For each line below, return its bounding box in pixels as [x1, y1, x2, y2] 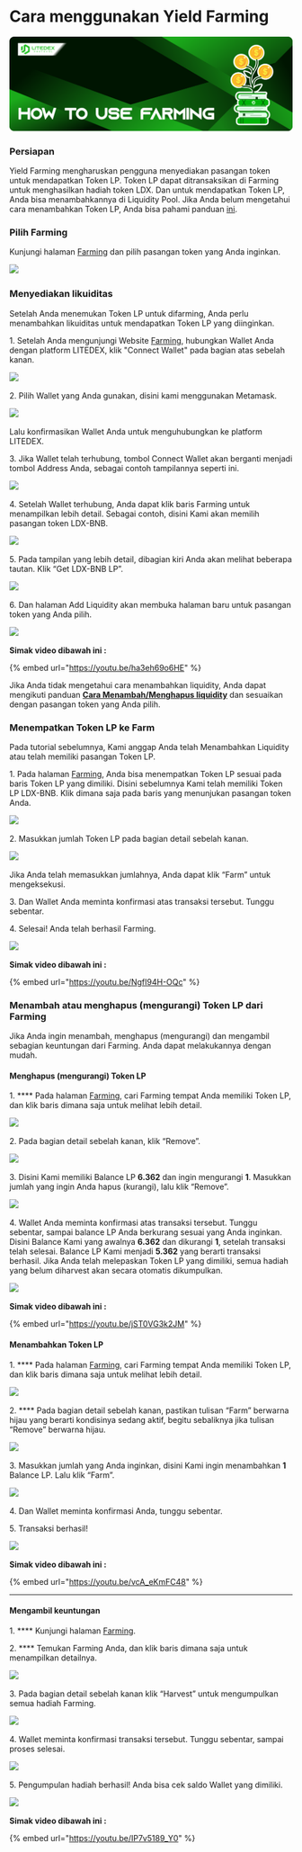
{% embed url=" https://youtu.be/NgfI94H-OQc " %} [9, 976, 200, 987]
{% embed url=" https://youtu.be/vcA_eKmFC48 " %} [9, 1576, 204, 1587]
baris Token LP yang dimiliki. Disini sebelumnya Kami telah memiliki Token [9, 778, 283, 789]
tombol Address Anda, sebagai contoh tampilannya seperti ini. [9, 462, 240, 473]
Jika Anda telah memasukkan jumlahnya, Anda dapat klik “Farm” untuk [9, 869, 271, 880]
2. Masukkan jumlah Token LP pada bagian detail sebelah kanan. [9, 833, 249, 844]
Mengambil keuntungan [9, 1606, 101, 1616]
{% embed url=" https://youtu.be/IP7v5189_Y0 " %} [9, 1832, 196, 1843]
